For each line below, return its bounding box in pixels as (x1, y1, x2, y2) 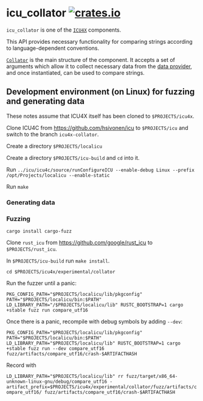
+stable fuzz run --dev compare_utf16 (6, 345, 105, 352)
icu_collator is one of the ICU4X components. (6, 26, 122, 33)
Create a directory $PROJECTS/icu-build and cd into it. (6, 154, 140, 161)
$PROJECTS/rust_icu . (6, 245, 57, 252)
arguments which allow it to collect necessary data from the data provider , (6, 63, 193, 70)
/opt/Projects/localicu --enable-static (6, 172, 111, 179)
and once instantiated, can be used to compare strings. (6, 69, 145, 76)
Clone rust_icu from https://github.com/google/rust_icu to (6, 239, 153, 246)
